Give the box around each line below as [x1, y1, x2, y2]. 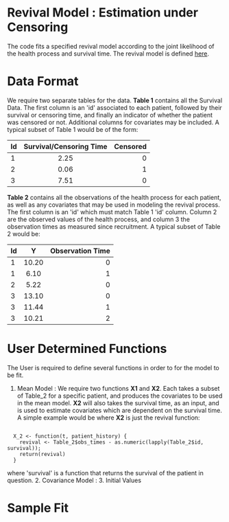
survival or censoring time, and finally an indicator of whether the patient [7, 111, 213, 119]
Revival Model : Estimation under [7, 5, 199, 21]
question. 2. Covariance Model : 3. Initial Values [7, 476, 142, 484]
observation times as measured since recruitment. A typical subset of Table [7, 222, 221, 231]
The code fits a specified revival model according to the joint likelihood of [7, 42, 215, 50]
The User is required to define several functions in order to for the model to [7, 363, 219, 372]
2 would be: [7, 229, 41, 238]
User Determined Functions [7, 341, 167, 356]
